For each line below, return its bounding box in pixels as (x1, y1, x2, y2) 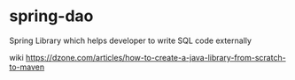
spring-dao (9, 6, 94, 26)
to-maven (9, 62, 45, 72)
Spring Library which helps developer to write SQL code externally (9, 35, 252, 46)
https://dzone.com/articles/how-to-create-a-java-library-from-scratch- (25, 52, 286, 62)
